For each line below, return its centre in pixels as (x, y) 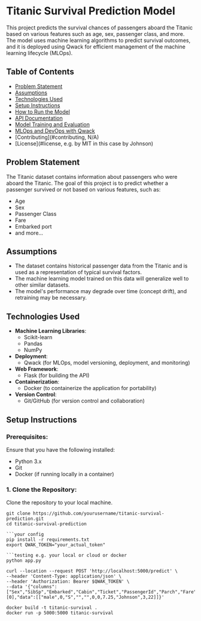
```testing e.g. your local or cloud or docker (67, 555)
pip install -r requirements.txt (48, 540)
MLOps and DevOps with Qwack (55, 130)
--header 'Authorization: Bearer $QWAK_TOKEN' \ (68, 582)
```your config (25, 535)
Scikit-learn (38, 337)
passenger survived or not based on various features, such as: (83, 189)
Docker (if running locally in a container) (65, 474)
